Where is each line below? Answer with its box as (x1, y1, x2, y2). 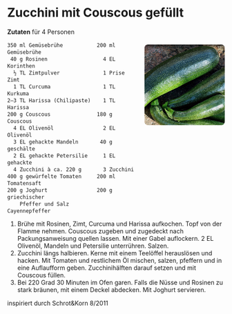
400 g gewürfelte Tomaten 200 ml (7, 173, 116, 180)
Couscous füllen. (17, 271, 66, 279)
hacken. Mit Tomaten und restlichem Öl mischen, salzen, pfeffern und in (17, 256, 222, 264)
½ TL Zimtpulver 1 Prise (13, 69, 126, 77)
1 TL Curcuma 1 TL (13, 83, 116, 90)
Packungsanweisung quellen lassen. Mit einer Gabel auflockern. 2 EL (17, 234, 214, 242)
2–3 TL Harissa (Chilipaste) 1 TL (7, 97, 116, 104)
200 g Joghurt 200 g (7, 186, 113, 194)
